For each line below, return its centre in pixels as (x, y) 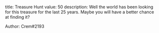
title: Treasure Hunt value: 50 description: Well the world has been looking (79, 7)
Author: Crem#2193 (25, 26)
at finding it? (18, 17)
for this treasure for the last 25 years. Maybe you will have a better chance (79, 12)
